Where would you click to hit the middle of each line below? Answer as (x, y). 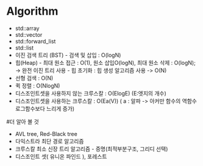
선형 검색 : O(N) (34, 78)
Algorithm (32, 11)
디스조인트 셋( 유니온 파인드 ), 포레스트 (61, 156)
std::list (24, 48)
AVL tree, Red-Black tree (46, 134)
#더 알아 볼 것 (23, 121)
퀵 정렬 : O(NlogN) (37, 85)
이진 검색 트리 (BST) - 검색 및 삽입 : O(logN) (68, 55)
